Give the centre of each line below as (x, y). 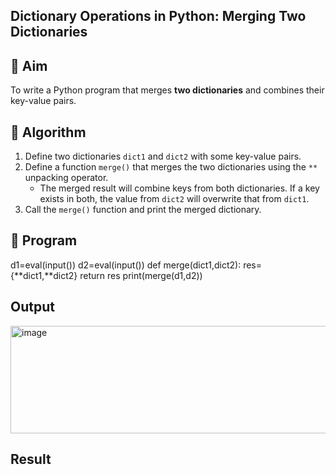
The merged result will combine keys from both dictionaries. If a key (179, 188)
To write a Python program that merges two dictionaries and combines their (167, 90)
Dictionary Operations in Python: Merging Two (158, 16)
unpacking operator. (66, 178)
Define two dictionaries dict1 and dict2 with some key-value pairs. (163, 156)
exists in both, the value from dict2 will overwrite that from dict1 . (174, 199)
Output (32, 307)
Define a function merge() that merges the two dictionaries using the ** (171, 167)
